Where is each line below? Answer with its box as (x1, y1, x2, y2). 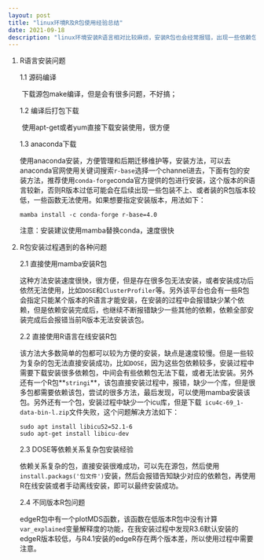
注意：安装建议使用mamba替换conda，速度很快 (19, 225, 174, 236)
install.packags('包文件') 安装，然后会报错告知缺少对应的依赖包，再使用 (19, 471, 256, 481)
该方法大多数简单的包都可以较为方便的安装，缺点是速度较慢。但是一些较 (19, 349, 254, 358)
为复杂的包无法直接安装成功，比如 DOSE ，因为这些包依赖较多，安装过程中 (19, 358, 255, 368)
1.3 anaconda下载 (19, 139, 77, 149)
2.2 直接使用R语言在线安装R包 (19, 331, 117, 342)
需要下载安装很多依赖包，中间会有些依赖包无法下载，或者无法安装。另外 (19, 368, 254, 378)
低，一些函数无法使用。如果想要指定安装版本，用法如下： (19, 196, 206, 205)
